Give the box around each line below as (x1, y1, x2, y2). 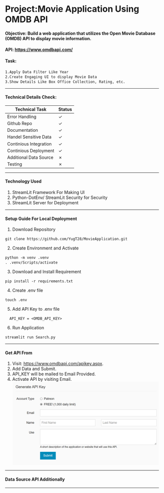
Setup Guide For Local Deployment (5, 216, 77, 222)
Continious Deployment (7, 148, 55, 153)
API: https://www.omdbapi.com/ (5, 47, 73, 52)
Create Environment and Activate (12, 245, 79, 251)
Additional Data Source (7, 154, 54, 160)
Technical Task (15, 106, 47, 112)
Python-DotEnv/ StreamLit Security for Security (12, 195, 108, 200)
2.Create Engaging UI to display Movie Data (5, 74, 97, 79)
